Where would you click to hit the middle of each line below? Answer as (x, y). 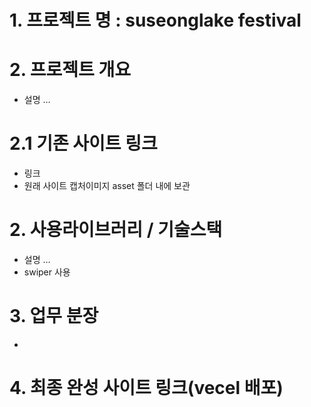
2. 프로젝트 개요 (70, 70)
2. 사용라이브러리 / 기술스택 (116, 230)
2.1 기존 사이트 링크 (83, 143)
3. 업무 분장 (54, 316)
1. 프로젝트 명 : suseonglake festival (155, 20)
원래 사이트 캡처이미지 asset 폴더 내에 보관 (107, 186)
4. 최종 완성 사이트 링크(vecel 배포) (146, 388)
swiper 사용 (47, 272)
